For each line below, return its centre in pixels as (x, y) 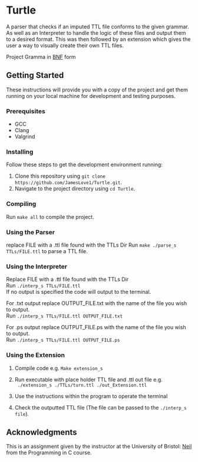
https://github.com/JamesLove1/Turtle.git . (68, 182)
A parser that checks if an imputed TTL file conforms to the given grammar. (98, 27)
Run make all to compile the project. (50, 217)
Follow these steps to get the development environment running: (85, 165)
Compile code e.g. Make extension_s (59, 368)
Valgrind (25, 137)
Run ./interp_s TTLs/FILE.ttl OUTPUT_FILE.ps (63, 340)
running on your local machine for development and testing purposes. (91, 96)
